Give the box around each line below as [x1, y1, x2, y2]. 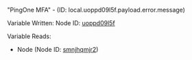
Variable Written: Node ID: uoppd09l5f [7, 19, 115, 27]
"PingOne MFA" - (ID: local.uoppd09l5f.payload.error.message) [7, 6, 185, 14]
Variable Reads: [7, 32, 51, 40]
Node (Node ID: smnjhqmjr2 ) [16, 46, 99, 53]
